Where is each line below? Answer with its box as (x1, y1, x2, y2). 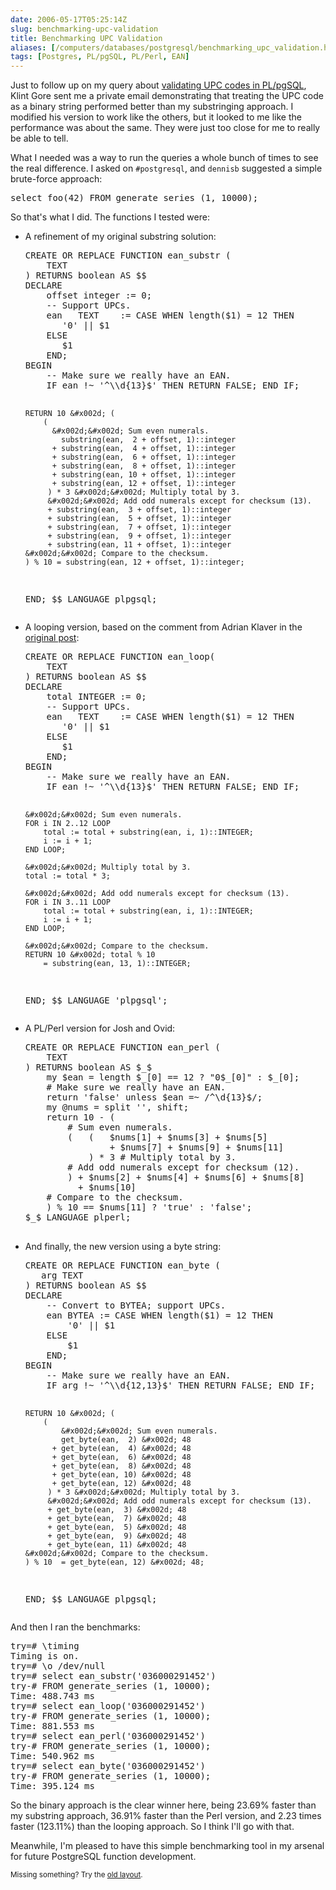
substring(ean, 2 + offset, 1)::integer (61, 435, 237, 445)
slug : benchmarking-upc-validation (10, 24, 159, 34)
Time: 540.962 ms (10, 1751, 95, 1762)
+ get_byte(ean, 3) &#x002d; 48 (47, 1505, 187, 1515)
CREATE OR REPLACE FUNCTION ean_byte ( (24, 1260, 221, 1271)
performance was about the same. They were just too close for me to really (10, 122, 321, 134)
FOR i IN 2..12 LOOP (24, 819, 111, 829)
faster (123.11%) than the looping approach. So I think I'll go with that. (10, 1821, 295, 1833)
